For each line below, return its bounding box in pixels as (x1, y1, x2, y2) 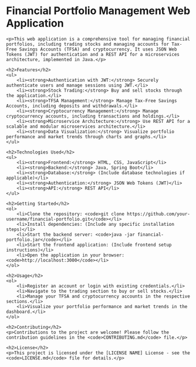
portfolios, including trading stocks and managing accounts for (6, 41, 169, 47)
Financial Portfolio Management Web (6, 4, 191, 18)
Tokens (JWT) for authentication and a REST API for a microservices (6, 51, 180, 57)
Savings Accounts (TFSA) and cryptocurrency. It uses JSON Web (19, 46, 177, 52)
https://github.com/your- (127, 211, 191, 217)
